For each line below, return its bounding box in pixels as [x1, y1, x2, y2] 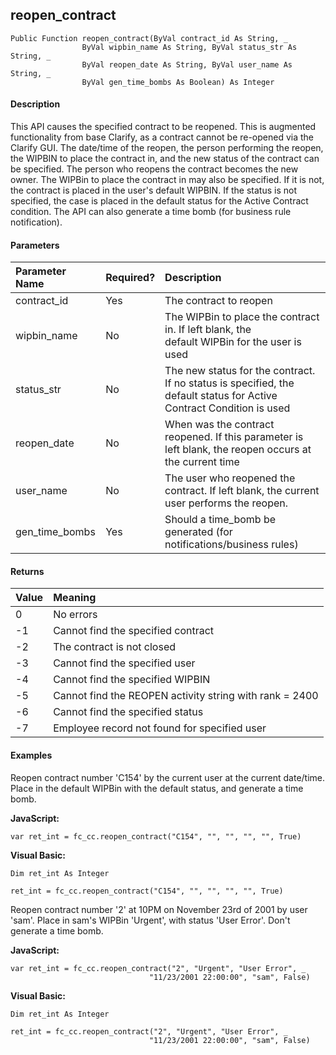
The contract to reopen [164, 294, 273, 308]
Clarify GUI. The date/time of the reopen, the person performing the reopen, [10, 142, 324, 154]
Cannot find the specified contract [53, 624, 215, 638]
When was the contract [164, 418, 275, 432]
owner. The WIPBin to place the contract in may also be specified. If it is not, [10, 174, 325, 186]
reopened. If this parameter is [164, 430, 304, 444]
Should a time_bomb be [164, 513, 277, 527]
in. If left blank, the [164, 323, 252, 337]
